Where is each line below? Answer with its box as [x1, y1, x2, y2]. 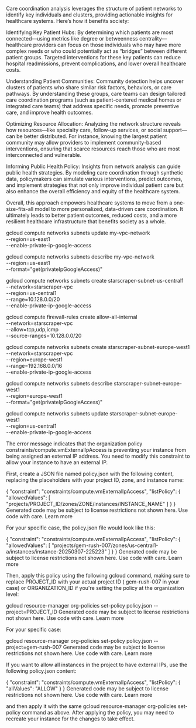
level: [6, 591, 19, 598]
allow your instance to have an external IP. [6, 459, 108, 466]
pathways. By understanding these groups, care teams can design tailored [6, 90, 186, 97]
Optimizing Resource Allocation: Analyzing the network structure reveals [6, 120, 181, 127]
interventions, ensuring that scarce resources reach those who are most [6, 145, 180, 152]
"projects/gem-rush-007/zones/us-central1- [51, 542, 159, 549]
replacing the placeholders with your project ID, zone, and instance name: [6, 477, 184, 484]
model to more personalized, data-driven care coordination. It [35, 206, 183, 212]
